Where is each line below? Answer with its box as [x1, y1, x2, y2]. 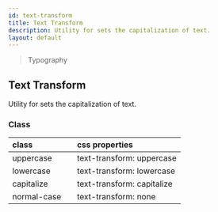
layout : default [8, 33, 62, 42]
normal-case [12, 191, 62, 203]
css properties [76, 139, 133, 150]
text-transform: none [76, 191, 156, 203]
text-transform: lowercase [76, 165, 176, 176]
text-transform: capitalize [76, 179, 173, 190]
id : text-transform [8, 11, 73, 20]
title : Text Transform [8, 19, 83, 27]
